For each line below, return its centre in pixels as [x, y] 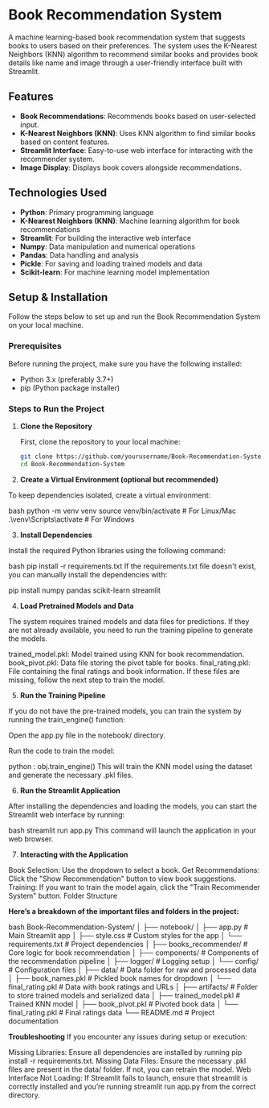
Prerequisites [35, 346]
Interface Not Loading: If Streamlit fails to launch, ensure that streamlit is [128, 1077]
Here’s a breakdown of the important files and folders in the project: [124, 911]
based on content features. [65, 142]
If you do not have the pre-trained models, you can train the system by [125, 711]
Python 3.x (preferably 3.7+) [67, 379]
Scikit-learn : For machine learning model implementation [115, 272]
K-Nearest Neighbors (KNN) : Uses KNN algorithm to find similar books [138, 133]
